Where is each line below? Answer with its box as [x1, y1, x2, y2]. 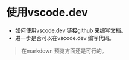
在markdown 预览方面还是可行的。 [20, 47, 107, 55]
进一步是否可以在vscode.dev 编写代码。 [14, 34, 115, 41]
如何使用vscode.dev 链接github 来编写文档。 [14, 27, 127, 34]
